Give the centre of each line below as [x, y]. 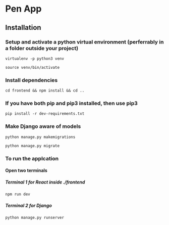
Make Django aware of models [43, 126]
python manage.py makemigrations [40, 137]
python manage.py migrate [32, 146]
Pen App [23, 9]
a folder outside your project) [42, 48]
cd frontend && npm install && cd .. [45, 91]
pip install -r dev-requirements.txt [45, 114]
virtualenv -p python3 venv [35, 59]
